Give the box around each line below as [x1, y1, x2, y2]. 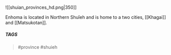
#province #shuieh [17, 44, 58, 50]
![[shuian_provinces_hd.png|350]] [5, 5, 77, 10]
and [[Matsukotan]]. [5, 20, 47, 25]
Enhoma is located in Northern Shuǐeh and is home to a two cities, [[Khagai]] [5, 14, 166, 20]
